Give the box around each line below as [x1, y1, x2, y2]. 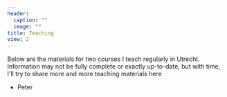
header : [7, 10, 30, 17]
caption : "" [13, 17, 48, 24]
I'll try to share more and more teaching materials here [7, 70, 163, 78]
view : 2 [7, 36, 30, 43]
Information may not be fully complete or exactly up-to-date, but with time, [7, 62, 221, 71]
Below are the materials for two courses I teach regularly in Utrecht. [7, 55, 201, 63]
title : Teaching [7, 29, 54, 37]
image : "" [13, 23, 42, 30]
